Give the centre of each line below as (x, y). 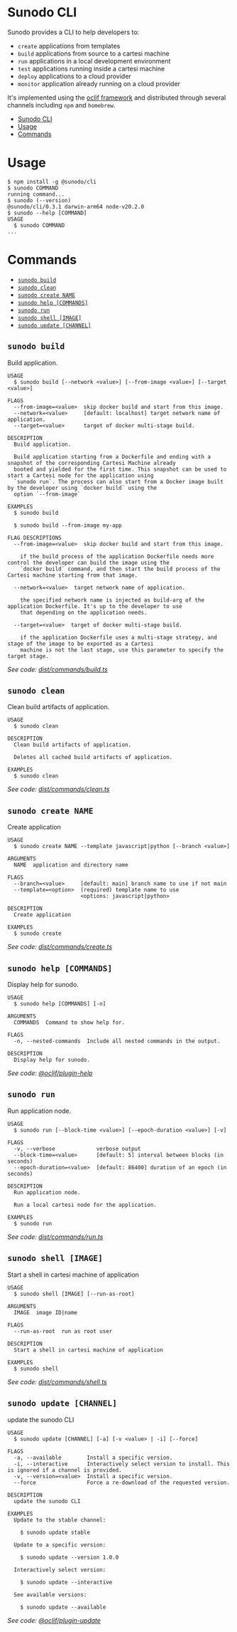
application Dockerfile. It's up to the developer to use (95, 606)
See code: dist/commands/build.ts (57, 669)
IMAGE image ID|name (46, 1312)
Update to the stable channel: (60, 1520)
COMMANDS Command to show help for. (70, 1022)
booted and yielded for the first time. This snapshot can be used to (120, 469)
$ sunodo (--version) (39, 200)
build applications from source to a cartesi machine (93, 53)
